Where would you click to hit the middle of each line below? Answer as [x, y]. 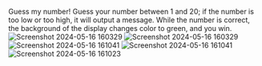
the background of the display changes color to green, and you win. [120, 28]
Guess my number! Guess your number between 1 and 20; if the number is [131, 12]
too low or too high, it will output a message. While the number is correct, [129, 20]
